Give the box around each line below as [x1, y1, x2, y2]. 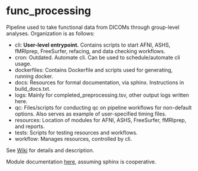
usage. [14, 60, 32, 67]
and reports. [14, 123, 45, 130]
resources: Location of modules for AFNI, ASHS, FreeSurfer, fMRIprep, [14, 116, 187, 123]
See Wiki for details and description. [6, 146, 95, 154]
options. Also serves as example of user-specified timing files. [14, 110, 167, 117]
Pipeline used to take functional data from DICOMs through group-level [6, 24, 180, 31]
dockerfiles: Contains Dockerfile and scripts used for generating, [14, 66, 173, 73]
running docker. [14, 73, 53, 80]
